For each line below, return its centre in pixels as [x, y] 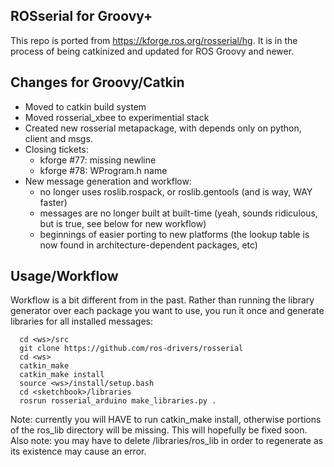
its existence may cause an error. [78, 451]
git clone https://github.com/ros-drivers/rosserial [131, 349]
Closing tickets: [56, 149]
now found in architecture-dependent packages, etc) [148, 245]
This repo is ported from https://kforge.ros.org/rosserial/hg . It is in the [154, 40]
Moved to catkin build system [85, 106]
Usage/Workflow [64, 276]
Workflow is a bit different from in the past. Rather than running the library [162, 300]
